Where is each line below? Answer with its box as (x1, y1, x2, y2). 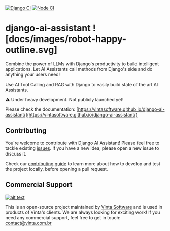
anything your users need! (5, 71, 60, 78)
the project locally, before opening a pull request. (5, 166, 108, 172)
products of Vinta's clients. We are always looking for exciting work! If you (5, 209, 160, 215)
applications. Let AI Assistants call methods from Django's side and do (5, 66, 153, 72)
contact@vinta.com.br (5, 220, 52, 226)
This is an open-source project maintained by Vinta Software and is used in (5, 204, 163, 210)
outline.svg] (5, 44, 57, 56)
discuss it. (5, 150, 27, 157)
